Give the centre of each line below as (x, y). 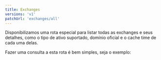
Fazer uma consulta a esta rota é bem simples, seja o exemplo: (68, 52)
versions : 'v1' (20, 14)
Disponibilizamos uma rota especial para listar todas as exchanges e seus (79, 33)
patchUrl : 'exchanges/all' (32, 19)
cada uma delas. (22, 43)
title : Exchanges (23, 10)
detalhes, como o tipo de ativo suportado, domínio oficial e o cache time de (81, 38)
